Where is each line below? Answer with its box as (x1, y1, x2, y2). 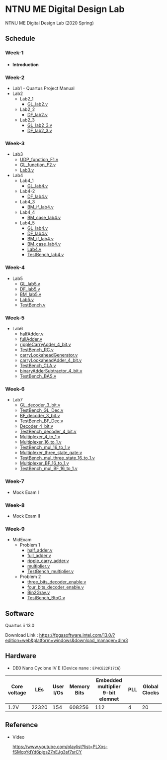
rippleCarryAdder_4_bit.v (19, 342, 71, 348)
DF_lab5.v (19, 286, 41, 292)
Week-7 (5, 478, 24, 485)
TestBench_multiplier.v (27, 569, 74, 574)
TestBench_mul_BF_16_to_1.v (19, 466, 78, 472)
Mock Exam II (12, 513, 41, 519)
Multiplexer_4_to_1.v (19, 434, 61, 440)
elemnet (99, 695, 119, 702)
